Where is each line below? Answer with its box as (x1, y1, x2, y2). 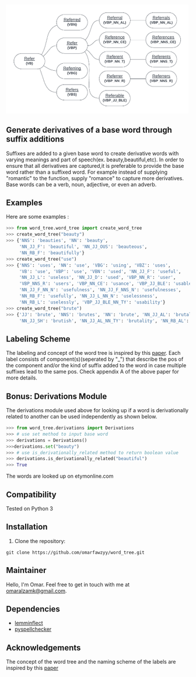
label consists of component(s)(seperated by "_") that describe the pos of (6, 355, 184, 363)
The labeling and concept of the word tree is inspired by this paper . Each (6, 350, 181, 357)
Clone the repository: (14, 537, 66, 544)
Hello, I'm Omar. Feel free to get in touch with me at (6, 581, 130, 588)
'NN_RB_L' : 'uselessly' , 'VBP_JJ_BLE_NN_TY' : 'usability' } (19, 299, 166, 305)
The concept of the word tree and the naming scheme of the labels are (6, 658, 176, 665)
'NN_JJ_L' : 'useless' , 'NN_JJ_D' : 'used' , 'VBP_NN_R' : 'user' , (19, 275, 176, 281)
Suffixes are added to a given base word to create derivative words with (6, 150, 179, 157)
